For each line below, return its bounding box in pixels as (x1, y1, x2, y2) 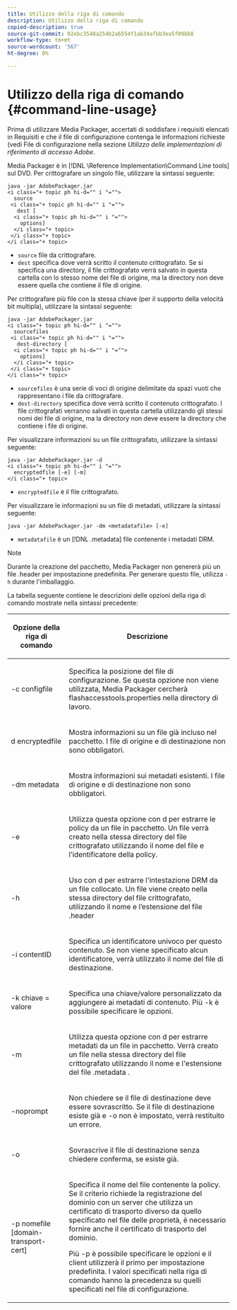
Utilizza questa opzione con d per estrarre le (68, 814, 217, 824)
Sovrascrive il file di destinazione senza (68, 1145, 200, 1155)
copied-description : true (7, 23, 83, 30)
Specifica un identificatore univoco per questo (68, 936, 222, 946)
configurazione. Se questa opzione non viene (68, 675, 219, 685)
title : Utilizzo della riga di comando (7, 10, 125, 18)
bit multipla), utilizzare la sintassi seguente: (7, 302, 133, 310)
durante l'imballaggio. (12, 577, 75, 586)
